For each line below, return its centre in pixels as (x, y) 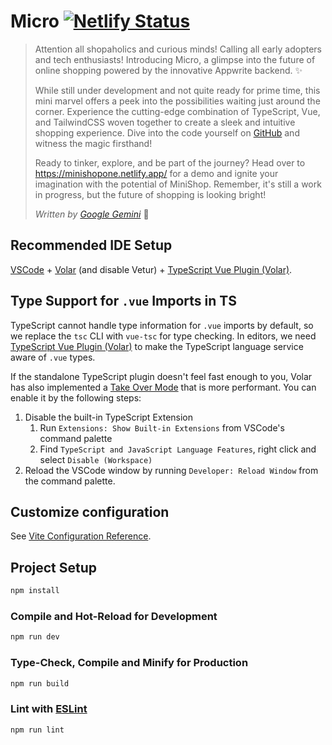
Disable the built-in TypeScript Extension (109, 417)
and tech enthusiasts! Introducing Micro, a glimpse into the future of (175, 59)
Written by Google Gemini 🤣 (92, 214)
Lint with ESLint (49, 709)
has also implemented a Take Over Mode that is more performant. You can (163, 387)
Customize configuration (90, 511)
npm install (35, 591)
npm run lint (37, 730)
